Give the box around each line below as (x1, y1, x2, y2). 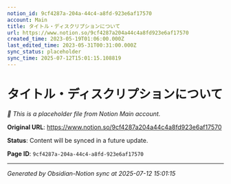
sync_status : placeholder (7, 49, 81, 56)
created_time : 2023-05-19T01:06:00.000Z (7, 36, 125, 43)
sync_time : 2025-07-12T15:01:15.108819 (7, 55, 122, 62)
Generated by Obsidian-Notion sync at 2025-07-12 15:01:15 (7, 169, 176, 177)
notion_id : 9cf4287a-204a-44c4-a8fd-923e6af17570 (7, 10, 153, 17)
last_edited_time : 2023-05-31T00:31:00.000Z (7, 42, 137, 49)
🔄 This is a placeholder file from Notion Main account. (7, 109, 161, 117)
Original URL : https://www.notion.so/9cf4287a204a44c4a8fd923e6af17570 (7, 123, 222, 131)
